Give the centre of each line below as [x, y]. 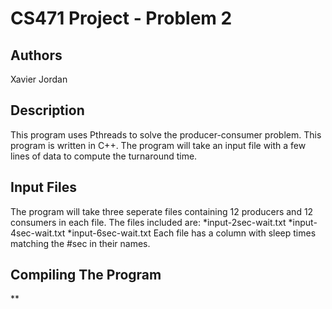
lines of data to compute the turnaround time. [104, 156]
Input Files [43, 187]
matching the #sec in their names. [80, 243]
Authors [36, 55]
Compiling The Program [86, 275]
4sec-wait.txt [38, 233]
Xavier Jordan [39, 79]
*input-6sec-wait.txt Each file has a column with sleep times [192, 233]
